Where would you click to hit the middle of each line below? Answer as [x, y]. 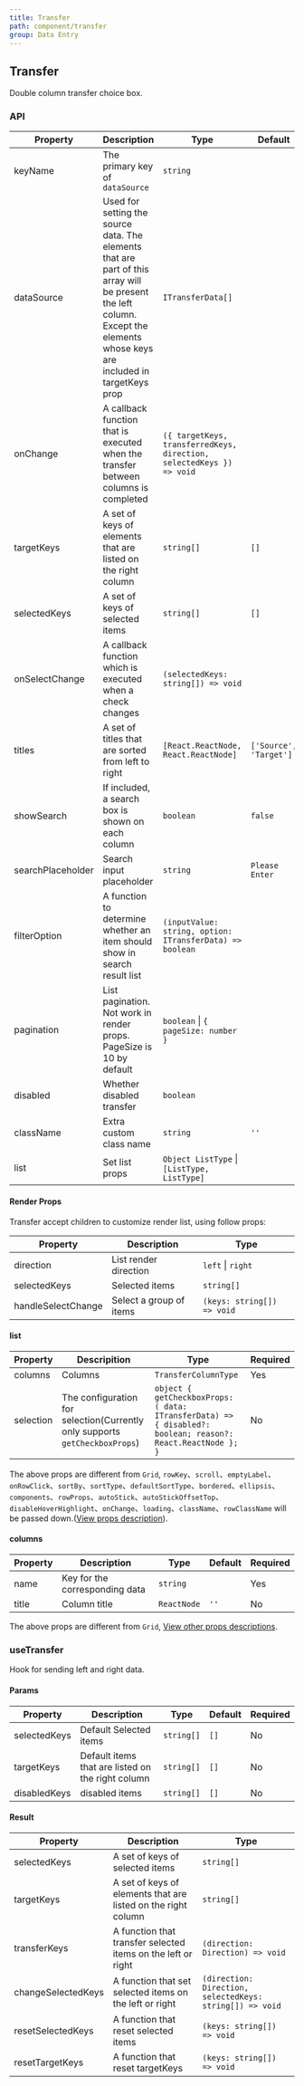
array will [122, 281]
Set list [117, 1163]
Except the [125, 326]
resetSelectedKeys [54, 2031]
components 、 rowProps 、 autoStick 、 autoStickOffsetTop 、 [117, 1497]
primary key [128, 167]
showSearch [41, 816]
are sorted [124, 751]
